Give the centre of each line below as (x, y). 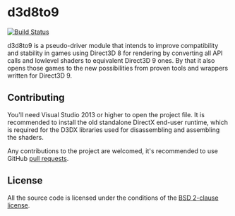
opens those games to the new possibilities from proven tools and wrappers (117, 68)
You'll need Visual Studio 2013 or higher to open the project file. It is (106, 114)
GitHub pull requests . (38, 158)
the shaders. (25, 137)
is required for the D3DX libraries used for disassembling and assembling (114, 130)
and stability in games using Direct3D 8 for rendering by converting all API (115, 53)
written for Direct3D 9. (40, 76)
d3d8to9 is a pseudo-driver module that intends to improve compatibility (113, 45)
